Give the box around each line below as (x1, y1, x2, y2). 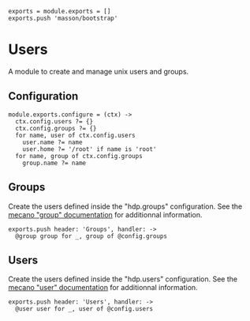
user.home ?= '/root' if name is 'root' (22, 145, 157, 153)
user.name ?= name (22, 138, 83, 146)
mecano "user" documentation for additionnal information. (8, 283, 199, 293)
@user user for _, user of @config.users (15, 305, 154, 313)
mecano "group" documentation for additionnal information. (8, 210, 203, 219)
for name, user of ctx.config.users (15, 131, 136, 139)
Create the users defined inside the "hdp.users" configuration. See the (8, 274, 238, 284)
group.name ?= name (22, 159, 87, 167)
